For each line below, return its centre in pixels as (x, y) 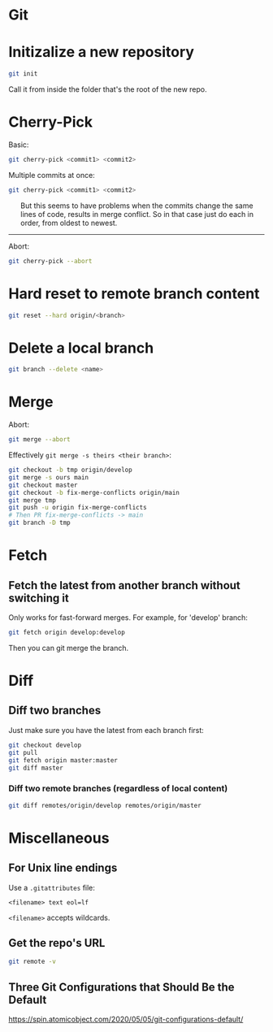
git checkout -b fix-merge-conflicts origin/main (94, 492)
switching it (39, 598)
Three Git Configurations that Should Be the (121, 987)
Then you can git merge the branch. (68, 648)
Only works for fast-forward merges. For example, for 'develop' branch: (128, 618)
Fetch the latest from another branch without (125, 585)
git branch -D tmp (39, 523)
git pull (23, 752)
